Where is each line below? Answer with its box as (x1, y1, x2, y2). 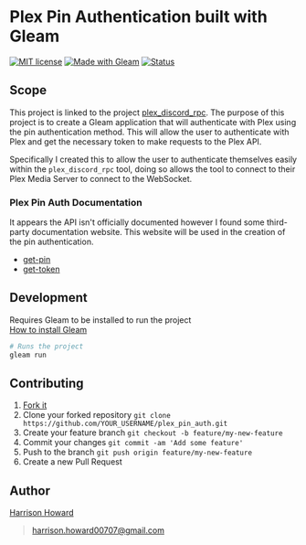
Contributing (9, 376, 84, 390)
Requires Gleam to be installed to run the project (9, 314, 192, 326)
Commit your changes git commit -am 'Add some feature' (22, 437, 244, 448)
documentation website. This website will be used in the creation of (31, 227, 286, 238)
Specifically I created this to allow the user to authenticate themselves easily (9, 154, 298, 165)
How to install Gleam (9, 324, 88, 335)
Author (9, 483, 50, 498)
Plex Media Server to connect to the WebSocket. (9, 173, 193, 184)
